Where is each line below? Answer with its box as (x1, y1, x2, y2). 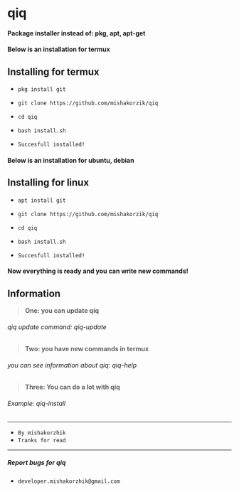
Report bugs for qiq (7, 459, 66, 467)
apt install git (17, 197, 66, 204)
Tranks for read (17, 437, 66, 444)
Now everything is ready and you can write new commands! (7, 267, 188, 275)
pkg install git (17, 86, 66, 93)
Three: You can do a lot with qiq (24, 383, 121, 392)
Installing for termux (7, 65, 100, 77)
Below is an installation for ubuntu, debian (7, 156, 134, 164)
